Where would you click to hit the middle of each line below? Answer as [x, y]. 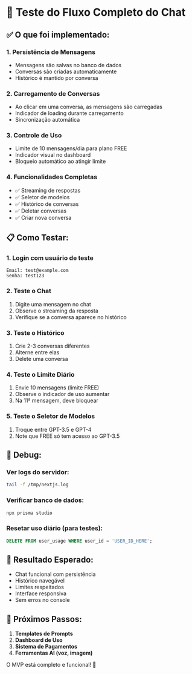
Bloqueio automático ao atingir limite [60, 161]
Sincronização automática [47, 120]
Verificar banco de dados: [45, 500]
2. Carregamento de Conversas [53, 93]
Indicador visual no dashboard [53, 155]
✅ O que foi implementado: [58, 35]
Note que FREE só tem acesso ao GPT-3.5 [67, 436]
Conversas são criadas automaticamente [66, 71]
